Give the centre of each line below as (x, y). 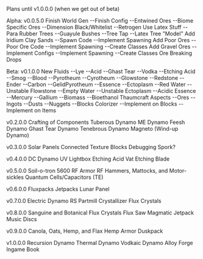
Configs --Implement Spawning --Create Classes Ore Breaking (113, 53)
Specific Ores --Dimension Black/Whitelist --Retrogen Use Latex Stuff (94, 27)
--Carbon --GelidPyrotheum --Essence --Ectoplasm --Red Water (104, 84)
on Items (45, 110)
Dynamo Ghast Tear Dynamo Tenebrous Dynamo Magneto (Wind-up (92, 129)
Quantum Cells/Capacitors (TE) (64, 177)
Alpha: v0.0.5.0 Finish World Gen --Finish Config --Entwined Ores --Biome (100, 20)
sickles (15, 177)
